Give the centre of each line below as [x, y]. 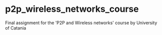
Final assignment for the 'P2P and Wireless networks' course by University [81, 23]
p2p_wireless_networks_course [72, 9]
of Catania [16, 28]
